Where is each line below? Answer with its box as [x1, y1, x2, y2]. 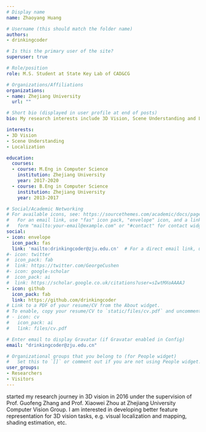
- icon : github [6, 286, 45, 292]
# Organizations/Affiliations [6, 81, 84, 88]
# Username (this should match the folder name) [6, 26, 133, 32]
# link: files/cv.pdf [6, 325, 67, 332]
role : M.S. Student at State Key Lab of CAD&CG [6, 70, 131, 77]
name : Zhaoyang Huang [6, 15, 62, 21]
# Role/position [6, 65, 48, 71]
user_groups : [6, 365, 40, 371]
